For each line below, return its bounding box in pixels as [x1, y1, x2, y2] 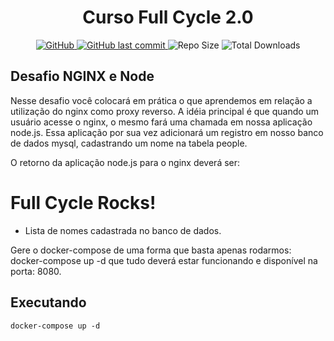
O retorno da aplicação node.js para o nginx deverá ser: [10, 156, 241, 168]
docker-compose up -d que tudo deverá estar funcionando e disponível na [10, 254, 318, 266]
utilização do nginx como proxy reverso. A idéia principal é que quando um [10, 105, 320, 117]
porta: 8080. [10, 265, 62, 277]
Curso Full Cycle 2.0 [82, 6, 254, 29]
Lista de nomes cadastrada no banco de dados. [24, 224, 222, 236]
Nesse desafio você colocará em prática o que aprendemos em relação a [10, 94, 313, 106]
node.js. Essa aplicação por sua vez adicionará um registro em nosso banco [10, 126, 324, 138]
